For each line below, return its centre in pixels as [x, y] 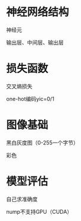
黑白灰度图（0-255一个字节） [42, 143]
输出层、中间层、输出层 [35, 42]
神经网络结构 [38, 12]
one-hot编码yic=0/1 [30, 99]
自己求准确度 [22, 199]
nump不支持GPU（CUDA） [39, 211]
